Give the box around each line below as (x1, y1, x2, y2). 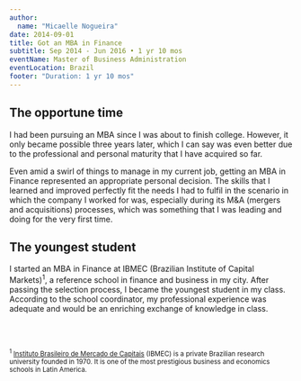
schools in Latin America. (9, 365, 87, 374)
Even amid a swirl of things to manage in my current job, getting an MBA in (9, 166, 286, 177)
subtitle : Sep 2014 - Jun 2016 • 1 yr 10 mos (9, 47, 182, 56)
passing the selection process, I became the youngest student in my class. (9, 285, 286, 295)
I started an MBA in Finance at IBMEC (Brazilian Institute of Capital (9, 263, 254, 275)
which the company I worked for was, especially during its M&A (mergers (9, 195, 281, 205)
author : (9, 13, 39, 23)
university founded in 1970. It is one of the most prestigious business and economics (9, 357, 270, 366)
